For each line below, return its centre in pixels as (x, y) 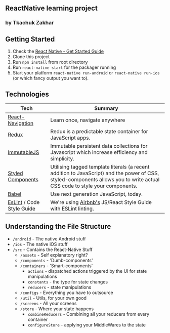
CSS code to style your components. (94, 186)
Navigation (21, 123)
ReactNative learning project (51, 8)
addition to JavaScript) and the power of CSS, (105, 173)
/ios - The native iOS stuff (40, 244)
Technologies (27, 94)
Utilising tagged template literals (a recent (100, 166)
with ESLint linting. (72, 209)
